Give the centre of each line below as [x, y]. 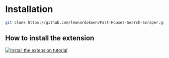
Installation [29, 9]
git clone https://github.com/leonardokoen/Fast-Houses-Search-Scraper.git [86, 22]
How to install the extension [50, 38]
